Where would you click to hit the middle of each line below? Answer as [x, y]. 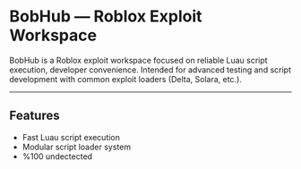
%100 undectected [57, 156]
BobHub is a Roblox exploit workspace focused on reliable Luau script [138, 60]
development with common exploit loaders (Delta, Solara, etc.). [125, 79]
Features [34, 116]
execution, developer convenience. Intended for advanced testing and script [150, 70]
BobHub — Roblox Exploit [106, 17]
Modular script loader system [77, 147]
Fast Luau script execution [71, 137]
